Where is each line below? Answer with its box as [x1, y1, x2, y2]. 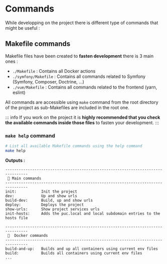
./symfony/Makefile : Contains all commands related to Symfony [12, 73, 146, 79]
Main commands [12, 175, 42, 181]
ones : [5, 58, 19, 64]
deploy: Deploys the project [5, 202, 84, 207]
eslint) [12, 89, 26, 96]
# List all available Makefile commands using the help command [5, 144, 142, 149]
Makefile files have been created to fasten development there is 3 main [5, 53, 154, 59]
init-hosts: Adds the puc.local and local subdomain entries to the [5, 211, 160, 216]
